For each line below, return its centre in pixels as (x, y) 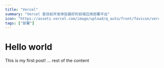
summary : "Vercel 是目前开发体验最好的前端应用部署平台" (57, 14)
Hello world (29, 47)
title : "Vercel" (21, 9)
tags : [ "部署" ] (20, 23)
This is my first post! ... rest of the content (47, 61)
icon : (10, 18)
